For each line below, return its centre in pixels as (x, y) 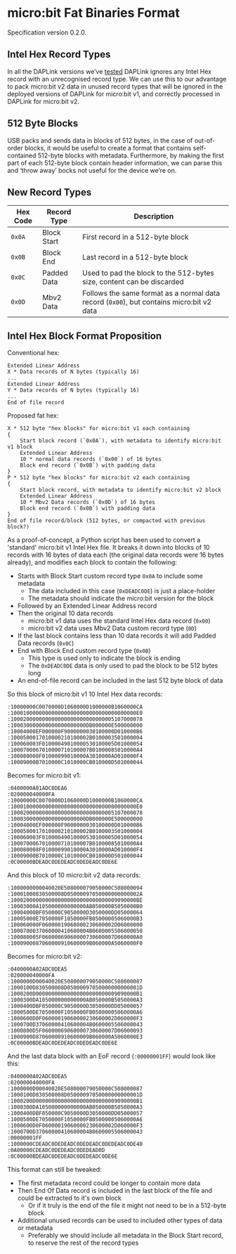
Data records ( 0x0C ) (46, 643)
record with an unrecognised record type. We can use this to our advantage (117, 79)
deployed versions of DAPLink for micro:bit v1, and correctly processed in (114, 93)
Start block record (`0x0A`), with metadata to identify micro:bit (120, 441)
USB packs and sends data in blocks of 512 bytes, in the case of (100, 140)
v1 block (20, 447)
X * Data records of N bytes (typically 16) (73, 372)
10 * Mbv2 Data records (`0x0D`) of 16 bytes (88, 503)
